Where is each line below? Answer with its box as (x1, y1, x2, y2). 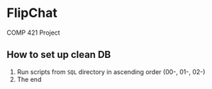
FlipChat (6, 5, 57, 21)
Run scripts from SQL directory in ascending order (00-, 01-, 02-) (16, 67, 206, 76)
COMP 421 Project (6, 28, 61, 37)
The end (16, 75, 42, 83)
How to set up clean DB (6, 49, 111, 61)
